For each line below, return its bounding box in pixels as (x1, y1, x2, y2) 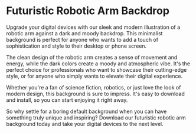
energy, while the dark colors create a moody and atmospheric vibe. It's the (6, 60, 191, 67)
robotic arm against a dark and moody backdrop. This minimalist (6, 29, 163, 36)
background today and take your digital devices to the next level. (6, 120, 164, 127)
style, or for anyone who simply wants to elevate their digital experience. (6, 72, 183, 79)
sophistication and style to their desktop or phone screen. (6, 42, 147, 49)
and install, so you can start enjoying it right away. (6, 96, 128, 104)
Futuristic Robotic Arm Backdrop (6, 4, 170, 18)
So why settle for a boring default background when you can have (6, 108, 167, 115)
